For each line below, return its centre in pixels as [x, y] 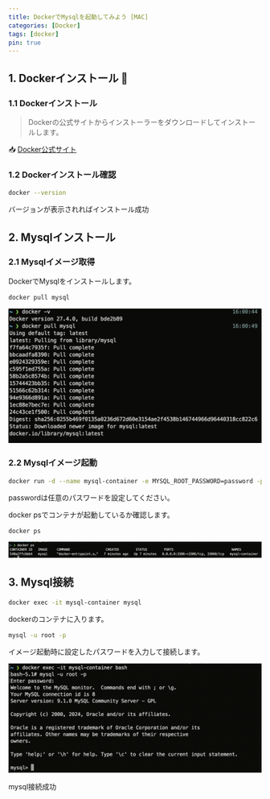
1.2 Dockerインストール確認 [62, 175]
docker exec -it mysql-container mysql [75, 602]
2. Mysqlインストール [62, 237]
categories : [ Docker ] [45, 25]
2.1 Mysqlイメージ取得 [52, 262]
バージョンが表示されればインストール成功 [79, 209]
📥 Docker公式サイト [43, 149]
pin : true [25, 43]
